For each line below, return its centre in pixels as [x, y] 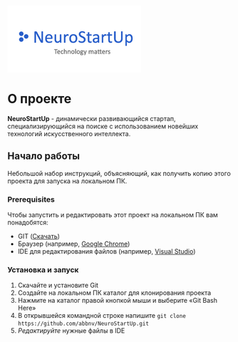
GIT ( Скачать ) [39, 237]
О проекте [40, 99]
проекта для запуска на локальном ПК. [67, 181]
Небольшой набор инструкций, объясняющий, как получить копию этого [119, 173]
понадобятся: [28, 222]
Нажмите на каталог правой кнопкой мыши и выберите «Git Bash [118, 301]
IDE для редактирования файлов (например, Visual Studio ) [107, 252]
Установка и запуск [43, 269]
